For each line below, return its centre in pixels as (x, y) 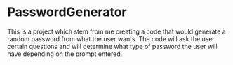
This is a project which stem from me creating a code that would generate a (116, 31)
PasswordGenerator (67, 12)
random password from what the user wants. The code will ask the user (111, 38)
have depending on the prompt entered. (65, 54)
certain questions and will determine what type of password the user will (112, 46)
